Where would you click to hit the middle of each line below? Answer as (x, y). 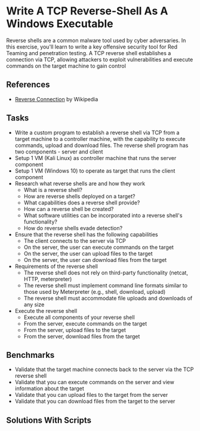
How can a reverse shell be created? (69, 209)
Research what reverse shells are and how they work (80, 183)
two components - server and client (59, 152)
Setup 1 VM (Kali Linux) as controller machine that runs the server (96, 158)
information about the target (50, 388)
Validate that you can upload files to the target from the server (91, 395)
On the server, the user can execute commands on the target (99, 247)
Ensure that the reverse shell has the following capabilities (86, 234)
